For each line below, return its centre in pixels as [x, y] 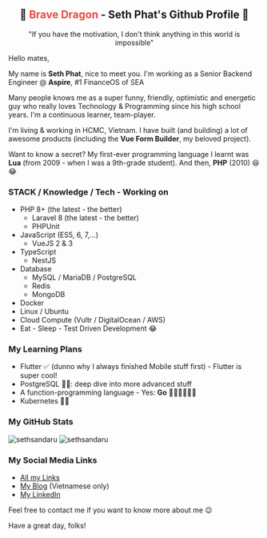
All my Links [40, 478]
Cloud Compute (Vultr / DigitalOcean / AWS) [93, 320]
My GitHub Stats [41, 422]
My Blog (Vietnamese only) [64, 486]
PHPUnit [46, 227]
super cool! [38, 375]
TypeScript [38, 252]
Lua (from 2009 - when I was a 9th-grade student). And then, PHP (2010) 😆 [134, 163]
